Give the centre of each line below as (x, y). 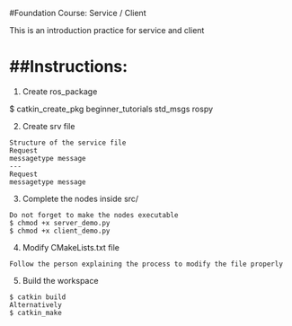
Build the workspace (60, 280)
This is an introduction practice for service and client (107, 30)
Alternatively (36, 304)
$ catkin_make (36, 313)
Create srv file (49, 126)
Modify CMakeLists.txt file (71, 247)
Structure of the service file (68, 143)
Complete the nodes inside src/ (80, 198)
